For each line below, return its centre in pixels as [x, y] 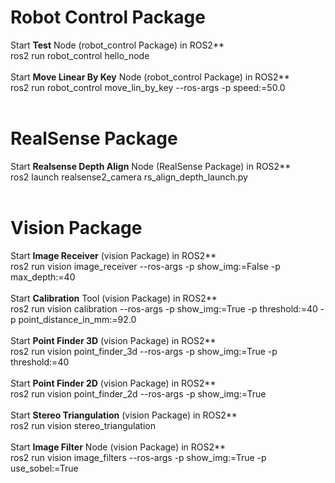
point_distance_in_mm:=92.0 [77, 319]
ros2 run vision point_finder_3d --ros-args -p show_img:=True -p [144, 351]
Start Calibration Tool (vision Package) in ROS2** [114, 298]
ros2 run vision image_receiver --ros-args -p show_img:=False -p [145, 266]
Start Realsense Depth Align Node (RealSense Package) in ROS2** [151, 166]
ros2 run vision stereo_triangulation [83, 425]
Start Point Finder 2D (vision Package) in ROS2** [113, 383]
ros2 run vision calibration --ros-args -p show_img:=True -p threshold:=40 [164, 308]
